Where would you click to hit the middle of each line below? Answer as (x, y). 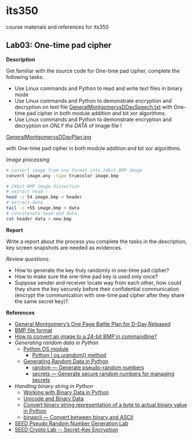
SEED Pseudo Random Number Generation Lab (71, 423)
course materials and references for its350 (58, 27)
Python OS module (46, 348)
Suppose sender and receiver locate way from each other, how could (98, 282)
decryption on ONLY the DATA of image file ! (68, 125)
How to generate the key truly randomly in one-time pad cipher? (92, 270)
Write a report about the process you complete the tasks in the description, (96, 241)
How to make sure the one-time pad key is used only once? (86, 276)
